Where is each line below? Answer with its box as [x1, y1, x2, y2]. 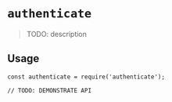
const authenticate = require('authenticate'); [7, 73, 166, 81]
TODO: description [26, 29, 88, 38]
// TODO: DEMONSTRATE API [7, 86, 91, 94]
